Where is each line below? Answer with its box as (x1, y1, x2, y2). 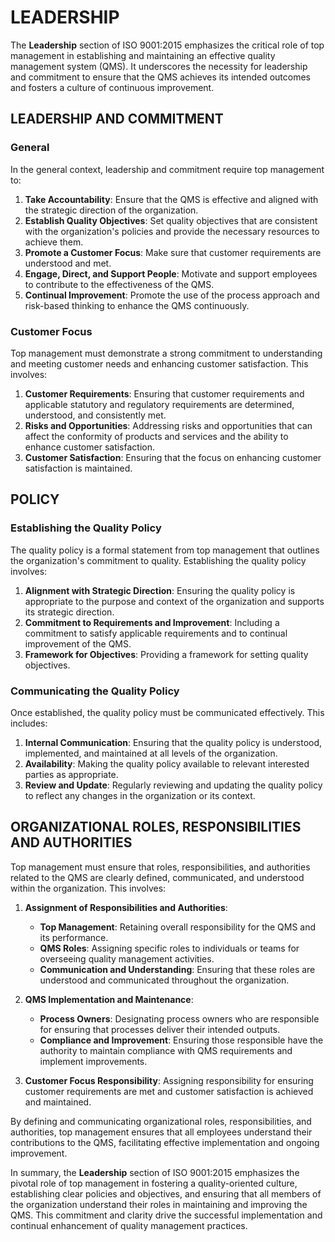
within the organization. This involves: (10, 882, 167, 894)
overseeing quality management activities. (39, 952, 215, 965)
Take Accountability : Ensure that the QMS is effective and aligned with (24, 193, 319, 205)
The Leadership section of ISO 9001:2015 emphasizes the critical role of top (10, 39, 325, 51)
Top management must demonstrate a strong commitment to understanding (10, 347, 323, 359)
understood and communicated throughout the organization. (39, 974, 290, 986)
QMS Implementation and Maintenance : (24, 993, 194, 1005)
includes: (10, 717, 48, 729)
